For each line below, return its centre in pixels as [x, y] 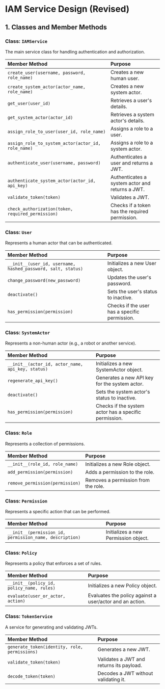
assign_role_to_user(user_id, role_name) [57, 132]
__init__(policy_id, [31, 583]
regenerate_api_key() [33, 381]
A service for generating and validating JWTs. [51, 627]
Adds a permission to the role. [120, 472]
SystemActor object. [119, 370]
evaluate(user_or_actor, [37, 596]
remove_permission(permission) [44, 483]
